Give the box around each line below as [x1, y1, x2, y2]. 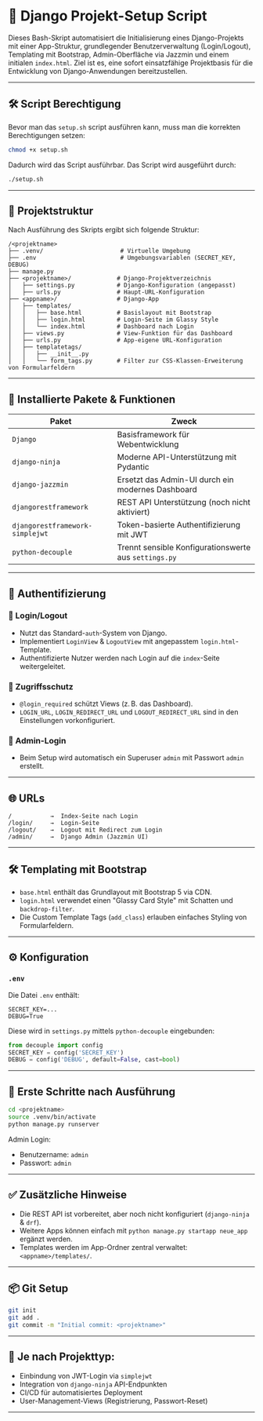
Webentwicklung [117, 439, 179, 450]
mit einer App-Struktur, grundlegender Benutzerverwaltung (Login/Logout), [8, 41, 251, 50]
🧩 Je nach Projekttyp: [8, 1350, 115, 1364]
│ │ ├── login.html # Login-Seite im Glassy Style [8, 316, 219, 324]
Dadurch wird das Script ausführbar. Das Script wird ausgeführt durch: [8, 160, 236, 170]
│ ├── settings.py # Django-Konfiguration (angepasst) [8, 282, 236, 290]
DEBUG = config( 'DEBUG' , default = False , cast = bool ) [8, 1056, 180, 1064]
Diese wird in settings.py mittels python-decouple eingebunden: [8, 1026, 215, 1036]
